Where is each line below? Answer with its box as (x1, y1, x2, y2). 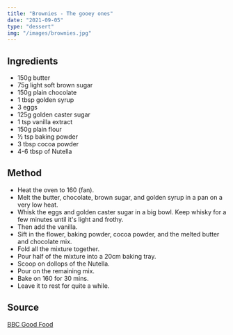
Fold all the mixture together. (17, 244, 99, 253)
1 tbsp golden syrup (17, 96, 74, 104)
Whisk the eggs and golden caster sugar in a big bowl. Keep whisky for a (17, 207, 227, 216)
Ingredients (7, 55, 58, 67)
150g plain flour (17, 126, 63, 134)
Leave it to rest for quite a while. (17, 282, 110, 290)
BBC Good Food (7, 320, 54, 328)
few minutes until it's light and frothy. (17, 215, 124, 223)
